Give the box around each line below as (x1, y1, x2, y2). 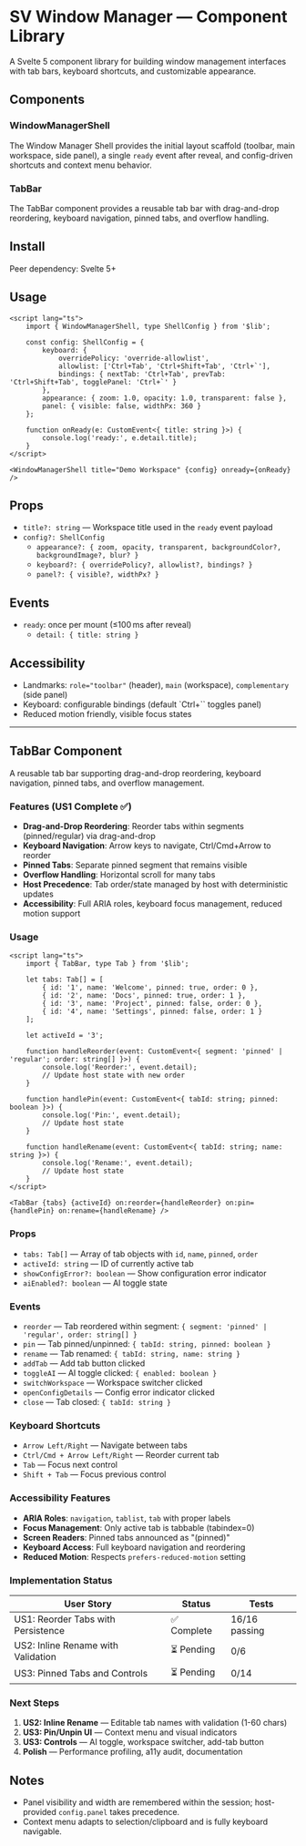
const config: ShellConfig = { (25, 337, 145, 347)
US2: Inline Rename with (14, 1638, 118, 1651)
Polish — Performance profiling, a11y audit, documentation (22, 1747, 243, 1758)
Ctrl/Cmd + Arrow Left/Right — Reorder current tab (22, 1450, 220, 1461)
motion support (22, 908, 81, 919)
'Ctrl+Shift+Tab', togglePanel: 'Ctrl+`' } (9, 377, 178, 386)
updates (22, 888, 55, 899)
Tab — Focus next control (22, 1460, 118, 1471)
